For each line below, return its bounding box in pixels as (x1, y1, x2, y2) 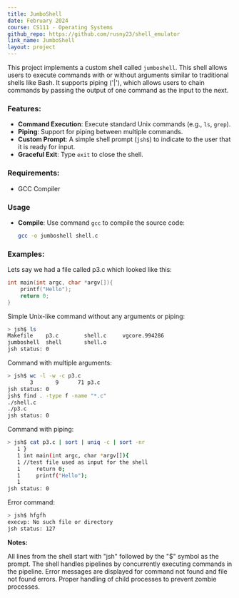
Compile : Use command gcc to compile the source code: (17, 218, 185, 227)
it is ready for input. (17, 143, 76, 151)
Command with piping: (7, 425, 74, 434)
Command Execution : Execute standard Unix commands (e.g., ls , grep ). (17, 120, 231, 128)
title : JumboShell (7, 10, 62, 18)
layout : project (7, 44, 56, 51)
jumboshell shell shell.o (7, 339, 107, 346)
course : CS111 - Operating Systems (7, 24, 113, 31)
